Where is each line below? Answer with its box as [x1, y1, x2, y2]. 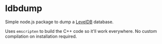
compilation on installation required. [5, 33, 77, 39]
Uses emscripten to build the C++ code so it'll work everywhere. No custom [5, 28, 157, 34]
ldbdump [5, 3, 42, 14]
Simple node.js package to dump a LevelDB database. [5, 19, 114, 25]
